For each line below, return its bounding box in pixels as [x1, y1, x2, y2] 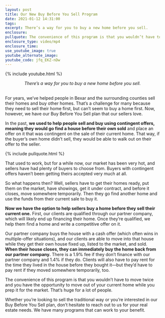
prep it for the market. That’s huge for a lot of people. [5, 287, 113, 293]
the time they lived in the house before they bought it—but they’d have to [5, 262, 153, 268]
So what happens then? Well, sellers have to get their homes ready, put [5, 180, 149, 186]
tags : [5, 21, 16, 26]
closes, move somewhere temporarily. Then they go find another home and [5, 191, 158, 197]
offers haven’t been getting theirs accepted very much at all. [5, 171, 128, 177]
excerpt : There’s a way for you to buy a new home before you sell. [5, 26, 148, 30]
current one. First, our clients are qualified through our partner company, [5, 211, 153, 217]
